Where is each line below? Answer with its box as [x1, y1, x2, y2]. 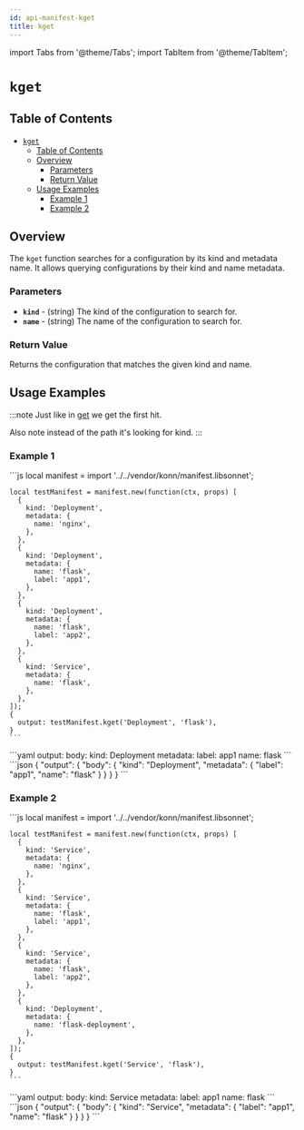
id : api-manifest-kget [9, 13, 95, 23]
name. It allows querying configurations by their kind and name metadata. [9, 262, 285, 273]
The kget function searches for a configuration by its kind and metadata [9, 253, 279, 264]
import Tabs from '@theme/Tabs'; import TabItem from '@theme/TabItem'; [9, 46, 289, 57]
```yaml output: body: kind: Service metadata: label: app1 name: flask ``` [9, 1092, 275, 1103]
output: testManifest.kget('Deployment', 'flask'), [17, 718, 218, 727]
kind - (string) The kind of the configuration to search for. [22, 306, 238, 317]
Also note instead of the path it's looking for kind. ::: [9, 427, 202, 437]
